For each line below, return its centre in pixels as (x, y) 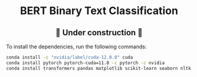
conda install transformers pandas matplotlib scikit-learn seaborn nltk (99, 68)
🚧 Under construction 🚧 (99, 33)
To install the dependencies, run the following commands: (76, 46)
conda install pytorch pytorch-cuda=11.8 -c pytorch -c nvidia (86, 63)
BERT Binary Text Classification (99, 11)
